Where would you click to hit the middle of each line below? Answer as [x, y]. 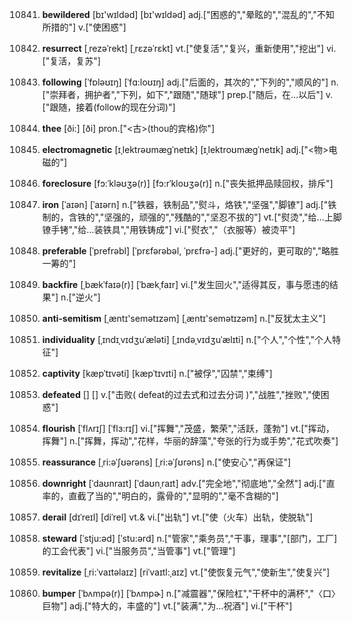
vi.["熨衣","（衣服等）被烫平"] [235, 229]
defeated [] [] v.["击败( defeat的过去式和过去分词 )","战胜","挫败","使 [181, 394]
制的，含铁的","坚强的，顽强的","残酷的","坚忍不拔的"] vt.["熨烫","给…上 [187, 217]
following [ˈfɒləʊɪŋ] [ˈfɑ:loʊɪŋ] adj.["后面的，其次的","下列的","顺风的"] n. [190, 82]
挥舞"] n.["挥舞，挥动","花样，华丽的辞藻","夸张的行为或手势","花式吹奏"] [190, 441]
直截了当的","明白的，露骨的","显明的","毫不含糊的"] [173, 496]
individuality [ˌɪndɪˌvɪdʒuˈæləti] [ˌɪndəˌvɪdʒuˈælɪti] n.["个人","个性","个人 [187, 339]
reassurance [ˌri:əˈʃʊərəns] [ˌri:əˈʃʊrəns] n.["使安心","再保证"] [166, 462]
